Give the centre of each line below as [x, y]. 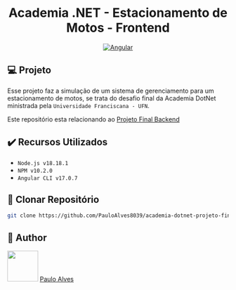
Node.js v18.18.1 [43, 163]
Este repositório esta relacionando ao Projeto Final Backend [94, 119]
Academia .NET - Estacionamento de [118, 13]
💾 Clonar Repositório [53, 199]
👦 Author [27, 238]
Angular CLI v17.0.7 [47, 178]
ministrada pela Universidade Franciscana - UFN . [78, 105]
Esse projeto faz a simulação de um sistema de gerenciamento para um [111, 91]
